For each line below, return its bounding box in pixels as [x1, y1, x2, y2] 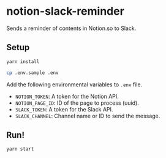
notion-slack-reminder [6, 4, 124, 18]
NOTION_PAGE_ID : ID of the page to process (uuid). [15, 99, 139, 107]
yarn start [6, 146, 34, 152]
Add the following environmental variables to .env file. [6, 81, 143, 88]
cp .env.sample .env [6, 69, 59, 76]
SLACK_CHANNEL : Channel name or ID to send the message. [15, 112, 160, 119]
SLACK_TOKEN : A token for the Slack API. [15, 105, 113, 113]
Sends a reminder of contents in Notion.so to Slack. [6, 24, 137, 32]
